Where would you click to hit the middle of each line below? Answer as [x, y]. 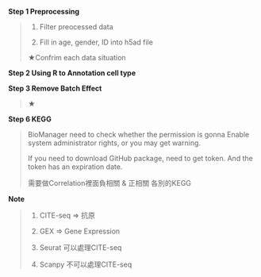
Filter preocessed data [76, 27]
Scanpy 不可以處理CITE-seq [86, 264]
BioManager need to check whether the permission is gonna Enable [138, 135]
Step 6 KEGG [30, 119]
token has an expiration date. [75, 167]
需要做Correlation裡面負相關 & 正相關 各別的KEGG [109, 183]
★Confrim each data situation [77, 58]
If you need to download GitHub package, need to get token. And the [140, 158]
